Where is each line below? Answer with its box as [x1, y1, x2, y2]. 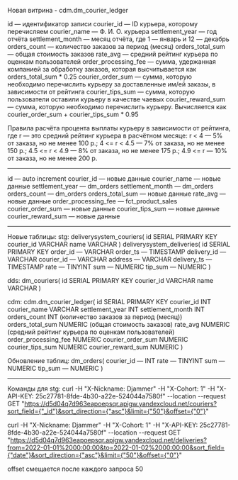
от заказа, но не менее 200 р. [7, 154, 98, 162]
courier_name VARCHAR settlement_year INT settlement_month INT [7, 305, 205, 313]
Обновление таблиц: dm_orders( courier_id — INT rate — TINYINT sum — [7, 357, 225, 364]
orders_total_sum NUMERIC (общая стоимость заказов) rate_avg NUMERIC [7, 320, 230, 328]
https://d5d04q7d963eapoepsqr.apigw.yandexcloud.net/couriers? [24, 400, 217, 408]
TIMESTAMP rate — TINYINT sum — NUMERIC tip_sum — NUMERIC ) [7, 262, 211, 271]
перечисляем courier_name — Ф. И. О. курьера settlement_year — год [7, 28, 217, 35]
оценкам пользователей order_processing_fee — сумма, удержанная [7, 57, 216, 66]
